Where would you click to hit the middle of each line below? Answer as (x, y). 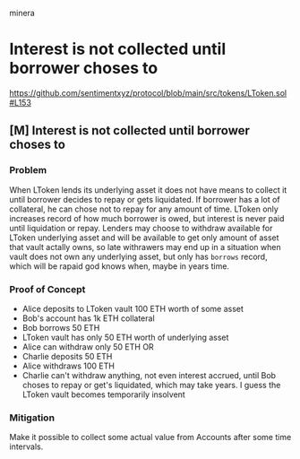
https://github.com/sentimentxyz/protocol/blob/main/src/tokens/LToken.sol (148, 92)
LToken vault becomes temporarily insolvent (103, 394)
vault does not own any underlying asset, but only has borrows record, (138, 256)
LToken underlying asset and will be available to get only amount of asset (144, 238)
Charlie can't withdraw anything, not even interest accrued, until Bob (149, 375)
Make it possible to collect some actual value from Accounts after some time (150, 437)
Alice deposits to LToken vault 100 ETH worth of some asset (133, 308)
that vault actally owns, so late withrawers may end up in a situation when (145, 247)
